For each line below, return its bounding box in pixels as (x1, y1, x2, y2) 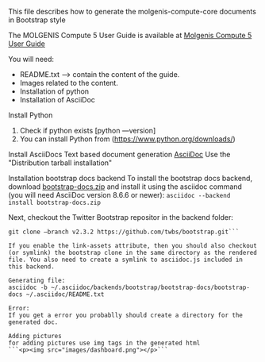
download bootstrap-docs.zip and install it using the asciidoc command (8, 182, 242, 191)
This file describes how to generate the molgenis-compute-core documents (8, 7, 256, 16)
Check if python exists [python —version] (19, 126, 156, 135)
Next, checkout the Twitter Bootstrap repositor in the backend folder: (8, 213, 234, 221)
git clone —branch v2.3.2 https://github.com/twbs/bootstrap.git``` (8, 228, 240, 236)
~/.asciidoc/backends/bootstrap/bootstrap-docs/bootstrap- (50, 283, 250, 291)
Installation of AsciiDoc (19, 95, 95, 104)
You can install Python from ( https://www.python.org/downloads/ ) (19, 134, 236, 144)
